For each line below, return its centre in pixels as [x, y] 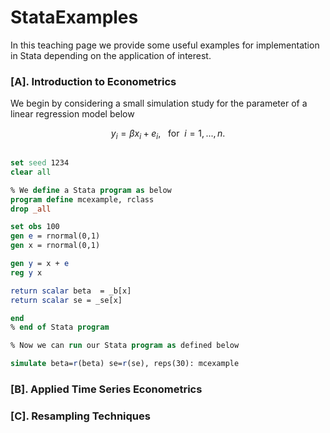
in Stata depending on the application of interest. [111, 55]
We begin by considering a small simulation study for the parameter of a [159, 103]
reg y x [26, 272]
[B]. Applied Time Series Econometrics [106, 389]
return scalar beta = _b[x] [71, 291]
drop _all [31, 209]
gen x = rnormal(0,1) [55, 246]
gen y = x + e [40, 264]
